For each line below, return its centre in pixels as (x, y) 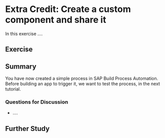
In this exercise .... (24, 33)
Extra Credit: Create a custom (68, 9)
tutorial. (13, 89)
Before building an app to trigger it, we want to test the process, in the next (83, 84)
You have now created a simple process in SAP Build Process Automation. (82, 78)
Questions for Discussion (37, 102)
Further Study (28, 128)
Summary (21, 66)
